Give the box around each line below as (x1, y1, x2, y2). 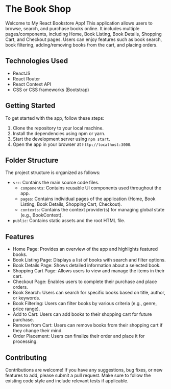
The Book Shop (5, 3, 71, 15)
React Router (12, 75, 40, 82)
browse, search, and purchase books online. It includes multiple (5, 25, 140, 31)
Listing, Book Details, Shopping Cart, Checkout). (20, 201, 123, 207)
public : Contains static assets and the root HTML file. (12, 218, 126, 224)
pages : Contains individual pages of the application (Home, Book (20, 196, 156, 202)
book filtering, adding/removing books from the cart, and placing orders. (5, 41, 158, 48)
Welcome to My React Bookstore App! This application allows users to (5, 20, 153, 26)
